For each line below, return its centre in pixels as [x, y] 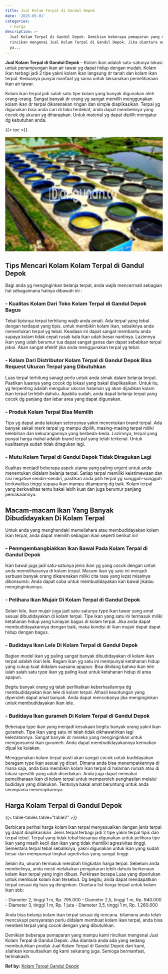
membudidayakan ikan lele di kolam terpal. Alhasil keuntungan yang [75, 692]
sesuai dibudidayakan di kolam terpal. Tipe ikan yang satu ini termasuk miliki [84, 616]
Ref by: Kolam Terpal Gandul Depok [42, 966]
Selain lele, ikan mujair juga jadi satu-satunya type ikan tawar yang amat [79, 610]
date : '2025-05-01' [25, 16]
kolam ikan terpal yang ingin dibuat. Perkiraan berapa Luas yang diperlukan [83, 874]
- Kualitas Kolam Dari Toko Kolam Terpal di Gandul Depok [76, 304]
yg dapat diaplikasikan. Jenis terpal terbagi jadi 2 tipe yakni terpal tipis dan [82, 833]
